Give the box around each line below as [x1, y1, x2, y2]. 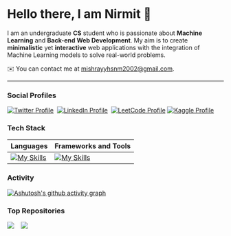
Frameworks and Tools [54, 141, 131, 150]
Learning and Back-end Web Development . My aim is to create [7, 36, 188, 44]
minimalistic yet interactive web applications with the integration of [7, 43, 201, 51]
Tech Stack [7, 123, 46, 133]
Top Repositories [7, 206, 65, 215]
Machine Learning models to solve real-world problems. [7, 51, 166, 59]
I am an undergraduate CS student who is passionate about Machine [7, 29, 203, 37]
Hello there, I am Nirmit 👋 [7, 6, 152, 22]
